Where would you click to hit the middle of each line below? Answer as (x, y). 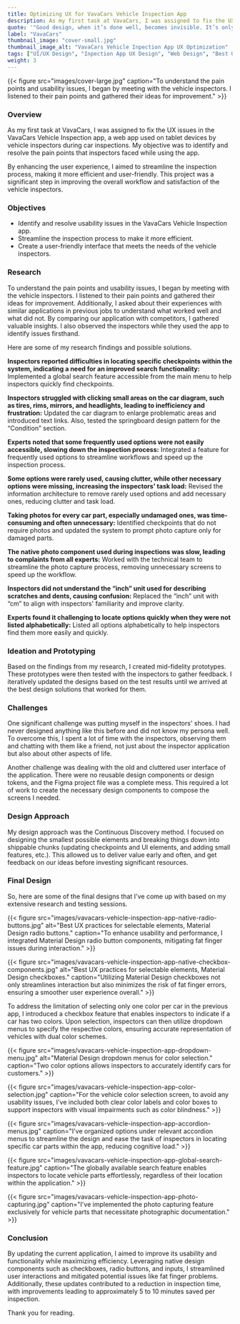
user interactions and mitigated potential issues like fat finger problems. (113, 1276)
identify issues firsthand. (44, 333)
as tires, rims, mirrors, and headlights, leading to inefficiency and (106, 405)
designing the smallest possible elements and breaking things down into (114, 839)
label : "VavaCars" (35, 34)
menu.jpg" (23, 1058)
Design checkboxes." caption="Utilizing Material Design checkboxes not (114, 977)
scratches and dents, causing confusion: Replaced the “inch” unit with (113, 596)
